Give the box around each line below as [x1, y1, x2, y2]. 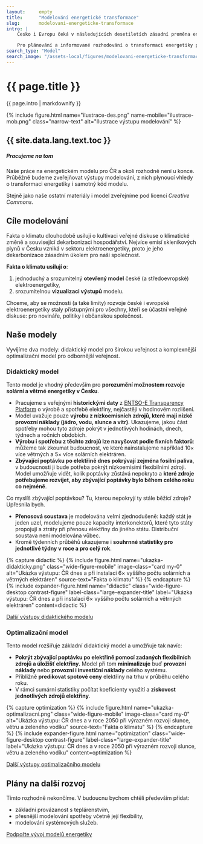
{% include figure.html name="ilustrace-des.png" [6, 111, 130, 119]
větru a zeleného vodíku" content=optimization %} [6, 749, 132, 756]
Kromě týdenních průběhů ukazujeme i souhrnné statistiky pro [14, 538, 173, 545]
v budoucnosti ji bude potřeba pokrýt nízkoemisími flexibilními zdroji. [14, 463, 186, 471]
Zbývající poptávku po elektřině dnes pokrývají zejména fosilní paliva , [14, 457, 195, 464]
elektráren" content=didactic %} [6, 601, 87, 609]
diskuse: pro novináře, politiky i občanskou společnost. [6, 312, 143, 319]
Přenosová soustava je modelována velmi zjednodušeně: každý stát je [14, 512, 192, 520]
